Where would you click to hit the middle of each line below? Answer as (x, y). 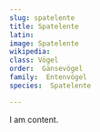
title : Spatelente (44, 26)
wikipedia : (30, 52)
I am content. (34, 119)
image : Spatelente (44, 43)
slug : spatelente (42, 18)
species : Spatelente (50, 86)
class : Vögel (34, 60)
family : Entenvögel (49, 77)
